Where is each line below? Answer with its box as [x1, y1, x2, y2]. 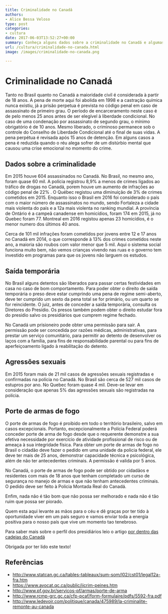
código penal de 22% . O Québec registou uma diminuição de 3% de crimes [5, 189, 162, 195]
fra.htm [12, 577, 28, 583]
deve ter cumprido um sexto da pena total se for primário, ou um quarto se [5, 296, 159, 302]
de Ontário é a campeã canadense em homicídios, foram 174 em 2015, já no [5, 210, 161, 216]
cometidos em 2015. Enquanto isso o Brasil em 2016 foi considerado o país [5, 194, 159, 201]
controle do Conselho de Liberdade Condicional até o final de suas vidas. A [5, 129, 160, 136]
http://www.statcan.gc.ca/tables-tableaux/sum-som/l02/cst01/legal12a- [12, 571, 161, 577]
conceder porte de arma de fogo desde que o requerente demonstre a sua [5, 431, 159, 437]
